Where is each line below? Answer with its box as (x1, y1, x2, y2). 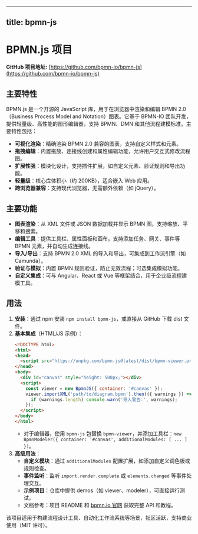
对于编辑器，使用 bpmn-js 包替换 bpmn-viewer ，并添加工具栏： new (23, 429, 181, 437)
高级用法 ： (14, 450, 41, 457)
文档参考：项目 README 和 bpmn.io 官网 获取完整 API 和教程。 (23, 502, 177, 509)
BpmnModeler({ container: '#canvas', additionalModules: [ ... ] (23, 437, 187, 442)
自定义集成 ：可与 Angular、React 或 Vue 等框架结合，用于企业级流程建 (14, 272, 187, 279)
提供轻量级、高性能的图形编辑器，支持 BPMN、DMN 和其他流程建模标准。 (6, 121, 187, 128)
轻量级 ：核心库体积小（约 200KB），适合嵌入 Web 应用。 (14, 177, 153, 184)
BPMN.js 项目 (6, 43, 72, 56)
